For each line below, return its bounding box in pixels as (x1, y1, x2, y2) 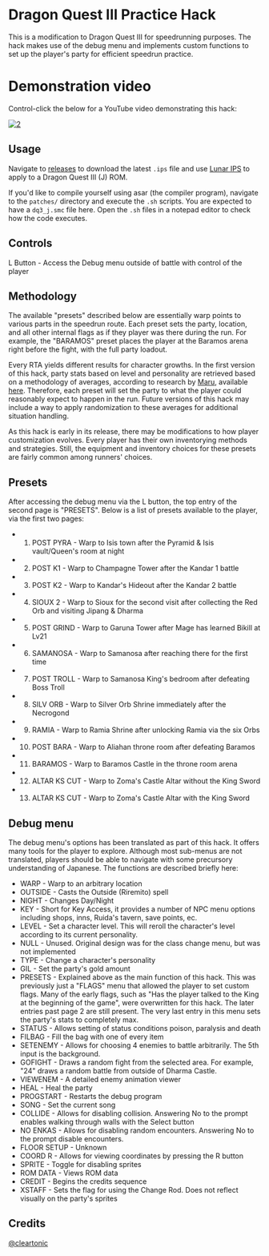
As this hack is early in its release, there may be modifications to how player (8, 427, 259, 437)
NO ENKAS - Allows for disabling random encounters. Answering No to (19, 1125, 255, 1135)
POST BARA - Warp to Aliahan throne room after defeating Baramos (31, 743, 256, 752)
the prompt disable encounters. (19, 1133, 124, 1143)
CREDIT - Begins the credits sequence (19, 1176, 147, 1186)
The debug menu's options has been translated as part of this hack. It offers (8, 837, 260, 847)
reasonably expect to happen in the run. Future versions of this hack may (8, 394, 250, 404)
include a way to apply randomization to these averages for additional (8, 403, 239, 413)
